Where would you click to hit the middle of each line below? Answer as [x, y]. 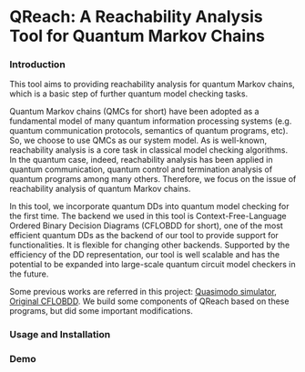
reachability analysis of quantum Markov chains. [100, 189]
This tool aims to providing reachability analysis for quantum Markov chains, [152, 85]
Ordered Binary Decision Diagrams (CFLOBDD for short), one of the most [147, 226]
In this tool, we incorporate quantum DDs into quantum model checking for [149, 206]
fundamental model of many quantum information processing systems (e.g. [151, 121]
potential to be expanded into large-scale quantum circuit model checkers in [152, 265]
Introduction [37, 65]
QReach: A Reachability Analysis [136, 17]
